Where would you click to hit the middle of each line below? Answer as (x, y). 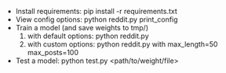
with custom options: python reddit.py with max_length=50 (122, 44)
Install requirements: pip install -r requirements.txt (97, 11)
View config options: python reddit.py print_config (97, 19)
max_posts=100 (53, 52)
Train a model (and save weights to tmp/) (82, 28)
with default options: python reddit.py (88, 36)
